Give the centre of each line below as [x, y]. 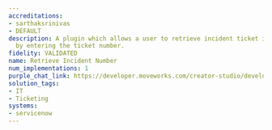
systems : [23, 106]
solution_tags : [34, 83]
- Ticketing [28, 99]
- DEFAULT [25, 31]
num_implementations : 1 [49, 69]
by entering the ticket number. [70, 46]
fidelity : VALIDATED [43, 53]
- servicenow [30, 114]
